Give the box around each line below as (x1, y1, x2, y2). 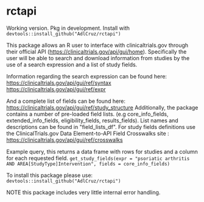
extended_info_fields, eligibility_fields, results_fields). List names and (6, 117, 178, 124)
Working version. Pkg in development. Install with (6, 24, 130, 32)
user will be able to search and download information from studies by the (6, 54, 190, 61)
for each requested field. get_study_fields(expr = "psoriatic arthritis (6, 154, 190, 162)
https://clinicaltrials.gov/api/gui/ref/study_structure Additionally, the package (6, 103, 199, 111)
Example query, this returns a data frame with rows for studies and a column (6, 148, 198, 155)
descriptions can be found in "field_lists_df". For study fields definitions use (6, 123, 196, 130)
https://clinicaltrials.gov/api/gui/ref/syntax (6, 79, 111, 86)
